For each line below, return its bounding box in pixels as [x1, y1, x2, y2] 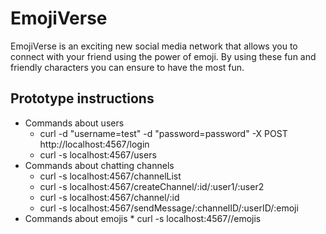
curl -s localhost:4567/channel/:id [39, 191, 180, 203]
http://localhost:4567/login [39, 138, 150, 150]
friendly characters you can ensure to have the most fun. [10, 61, 245, 73]
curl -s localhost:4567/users [39, 148, 157, 161]
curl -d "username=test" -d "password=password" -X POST [39, 127, 288, 139]
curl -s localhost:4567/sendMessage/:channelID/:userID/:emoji [39, 202, 299, 214]
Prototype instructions [10, 90, 155, 107]
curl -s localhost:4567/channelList [39, 170, 182, 182]
